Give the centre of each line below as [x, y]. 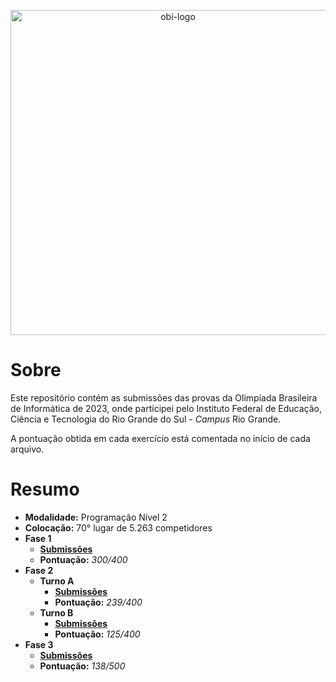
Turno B [56, 612]
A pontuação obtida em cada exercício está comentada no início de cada [160, 438]
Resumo [45, 489]
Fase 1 [38, 538]
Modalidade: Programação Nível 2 [96, 517]
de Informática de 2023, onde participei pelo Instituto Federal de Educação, [166, 408]
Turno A [57, 581]
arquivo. [27, 449]
